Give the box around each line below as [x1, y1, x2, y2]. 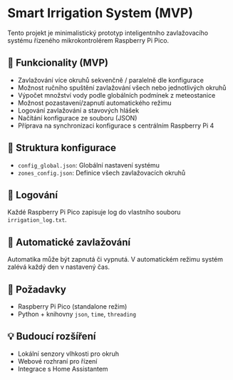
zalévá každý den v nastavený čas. [7, 262, 110, 272]
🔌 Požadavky [7, 283, 66, 295]
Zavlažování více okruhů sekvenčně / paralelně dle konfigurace [17, 76, 204, 84]
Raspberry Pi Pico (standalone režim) [17, 302, 128, 311]
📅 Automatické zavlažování [7, 236, 130, 248]
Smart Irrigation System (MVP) [7, 5, 194, 21]
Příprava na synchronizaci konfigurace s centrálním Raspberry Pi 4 [17, 121, 214, 130]
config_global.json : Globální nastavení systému [17, 160, 160, 169]
